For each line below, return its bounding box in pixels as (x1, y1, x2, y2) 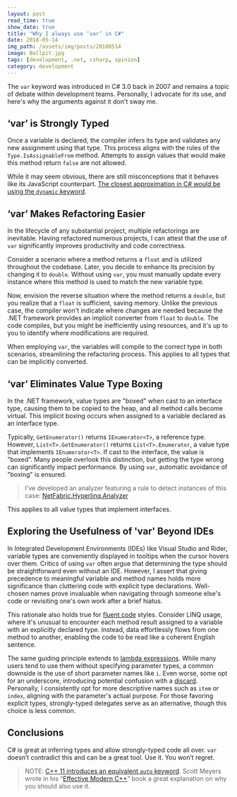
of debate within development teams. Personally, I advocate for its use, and (7, 90, 226, 98)
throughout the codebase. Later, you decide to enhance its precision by (7, 262, 215, 272)
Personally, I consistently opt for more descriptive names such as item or (7, 683, 219, 692)
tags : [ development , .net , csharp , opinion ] (7, 56, 140, 63)
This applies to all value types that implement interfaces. (7, 505, 171, 513)
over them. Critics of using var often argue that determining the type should (7, 559, 228, 568)
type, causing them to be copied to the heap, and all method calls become (7, 404, 224, 413)
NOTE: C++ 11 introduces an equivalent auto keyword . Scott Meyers (24, 767, 221, 775)
